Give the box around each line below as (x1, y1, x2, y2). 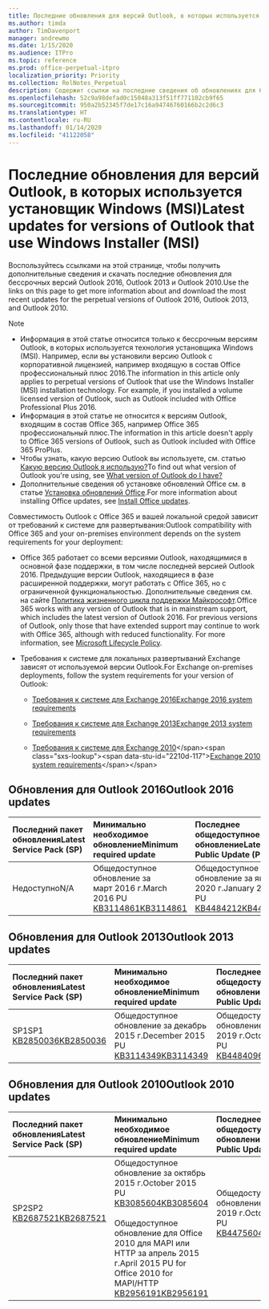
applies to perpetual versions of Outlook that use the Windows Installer (19, 376, 255, 386)
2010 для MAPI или (114, 1238, 191, 1248)
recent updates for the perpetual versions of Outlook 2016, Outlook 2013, (8, 294, 250, 304)
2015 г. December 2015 (114, 1030, 206, 1041)
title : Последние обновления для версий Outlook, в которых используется (8, 11, 260, 20)
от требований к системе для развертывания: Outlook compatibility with (8, 520, 252, 529)
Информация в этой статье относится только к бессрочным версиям (19, 334, 258, 343)
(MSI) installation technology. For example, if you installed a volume (19, 385, 243, 395)
